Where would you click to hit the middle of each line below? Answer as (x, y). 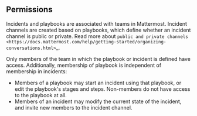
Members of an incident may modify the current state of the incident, (98, 101)
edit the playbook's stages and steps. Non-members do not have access (102, 89)
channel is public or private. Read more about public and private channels (97, 36)
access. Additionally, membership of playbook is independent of (84, 65)
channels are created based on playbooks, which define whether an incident (98, 30)
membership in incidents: (37, 71)
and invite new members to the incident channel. (73, 107)
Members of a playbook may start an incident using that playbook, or (98, 83)
